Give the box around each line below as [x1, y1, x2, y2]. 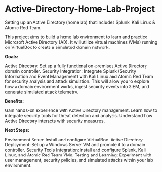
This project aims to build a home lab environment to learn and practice [5, 34, 148, 40]
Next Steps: [5, 127, 30, 133]
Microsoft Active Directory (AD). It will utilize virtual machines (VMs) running [5, 39, 158, 45]
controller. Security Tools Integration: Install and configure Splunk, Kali [5, 147, 146, 153]
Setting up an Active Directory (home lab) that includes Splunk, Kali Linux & [5, 19, 155, 25]
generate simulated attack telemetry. [5, 89, 79, 94]
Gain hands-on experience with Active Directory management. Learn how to [5, 108, 158, 113]
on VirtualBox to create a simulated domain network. [5, 44, 110, 50]
